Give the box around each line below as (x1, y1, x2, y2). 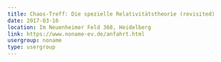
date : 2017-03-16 (7, 17, 59, 24)
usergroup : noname (7, 37, 62, 44)
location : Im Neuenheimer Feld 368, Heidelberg (7, 24, 152, 31)
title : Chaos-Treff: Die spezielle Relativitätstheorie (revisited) (7, 10, 215, 18)
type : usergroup (7, 43, 56, 51)
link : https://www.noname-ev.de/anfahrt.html (7, 30, 145, 38)
